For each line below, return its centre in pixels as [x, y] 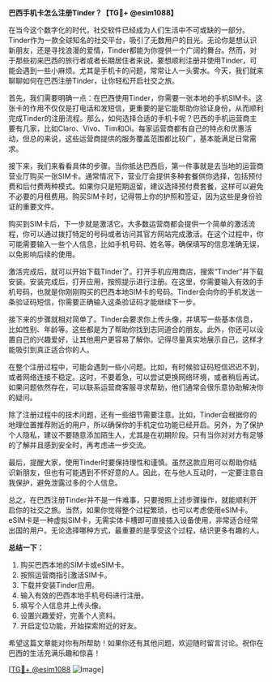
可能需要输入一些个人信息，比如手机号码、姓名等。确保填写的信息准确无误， [136, 244]
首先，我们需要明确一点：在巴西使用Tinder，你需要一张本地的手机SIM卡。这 [136, 98]
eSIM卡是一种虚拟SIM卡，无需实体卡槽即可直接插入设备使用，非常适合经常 [133, 520]
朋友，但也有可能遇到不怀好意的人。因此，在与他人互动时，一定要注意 [139, 473]
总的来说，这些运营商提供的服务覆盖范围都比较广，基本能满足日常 [139, 138]
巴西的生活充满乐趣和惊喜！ [55, 653]
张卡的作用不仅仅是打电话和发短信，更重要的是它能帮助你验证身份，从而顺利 [136, 108]
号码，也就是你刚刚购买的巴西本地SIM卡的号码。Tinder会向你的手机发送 [136, 292]
